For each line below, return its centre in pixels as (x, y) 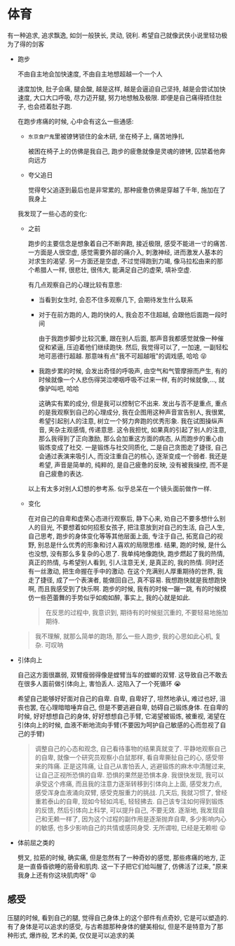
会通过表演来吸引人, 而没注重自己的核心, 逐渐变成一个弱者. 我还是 (133, 456)
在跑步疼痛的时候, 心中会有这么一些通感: (75, 121)
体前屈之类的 (36, 842)
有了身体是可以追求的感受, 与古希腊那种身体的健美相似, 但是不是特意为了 (112, 926)
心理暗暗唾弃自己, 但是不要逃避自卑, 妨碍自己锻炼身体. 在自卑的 (137, 707)
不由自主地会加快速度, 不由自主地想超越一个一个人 (90, 74)
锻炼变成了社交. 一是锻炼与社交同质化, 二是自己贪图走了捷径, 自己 (133, 447)
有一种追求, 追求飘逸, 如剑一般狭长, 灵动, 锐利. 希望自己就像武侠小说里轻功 (114, 35)
